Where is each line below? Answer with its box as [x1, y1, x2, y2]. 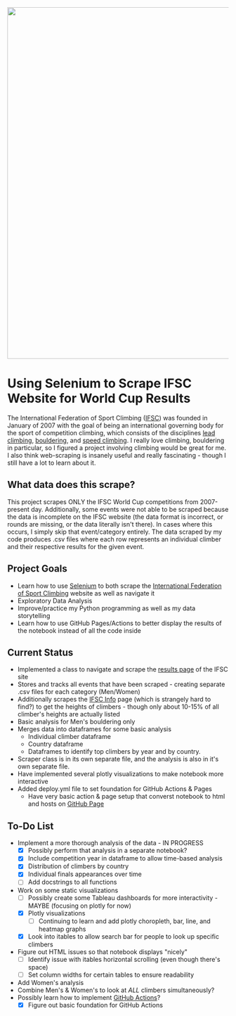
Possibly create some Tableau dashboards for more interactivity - [27, 893, 218, 902]
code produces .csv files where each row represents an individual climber [7, 534, 221, 544]
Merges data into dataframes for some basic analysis [17, 725, 172, 733]
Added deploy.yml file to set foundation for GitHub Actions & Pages [17, 785, 212, 793]
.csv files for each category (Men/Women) [17, 688, 140, 696]
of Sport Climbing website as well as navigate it [17, 589, 155, 597]
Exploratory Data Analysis [17, 596, 93, 605]
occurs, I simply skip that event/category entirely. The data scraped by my [7, 527, 223, 536]
